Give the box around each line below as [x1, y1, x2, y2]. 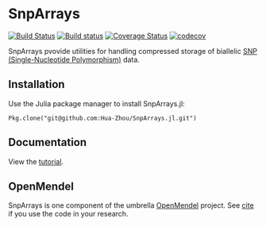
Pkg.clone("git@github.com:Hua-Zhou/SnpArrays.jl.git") [8, 114, 197, 122]
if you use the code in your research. [8, 209, 129, 219]
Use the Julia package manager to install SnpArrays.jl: [8, 98, 185, 108]
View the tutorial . [8, 156, 64, 167]
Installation [8, 78, 65, 91]
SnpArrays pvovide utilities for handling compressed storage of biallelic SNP [8, 46, 258, 56]
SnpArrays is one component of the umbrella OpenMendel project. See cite [8, 201, 254, 210]
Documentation [8, 136, 87, 149]
